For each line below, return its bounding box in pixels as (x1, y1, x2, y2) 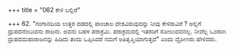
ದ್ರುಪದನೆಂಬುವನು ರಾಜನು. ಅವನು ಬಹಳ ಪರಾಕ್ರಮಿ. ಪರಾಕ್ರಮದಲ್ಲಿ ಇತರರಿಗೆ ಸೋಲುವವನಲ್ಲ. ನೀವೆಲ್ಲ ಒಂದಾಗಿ (8, 27, 226, 35)
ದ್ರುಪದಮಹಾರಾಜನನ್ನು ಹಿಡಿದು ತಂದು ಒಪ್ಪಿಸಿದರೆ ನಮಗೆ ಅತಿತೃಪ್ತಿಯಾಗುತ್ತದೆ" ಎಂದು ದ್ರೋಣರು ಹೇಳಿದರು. (8, 35, 217, 43)
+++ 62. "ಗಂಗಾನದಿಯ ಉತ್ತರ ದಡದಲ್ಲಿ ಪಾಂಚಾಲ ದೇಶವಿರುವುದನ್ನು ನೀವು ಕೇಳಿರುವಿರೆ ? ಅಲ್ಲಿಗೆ (8, 20, 202, 27)
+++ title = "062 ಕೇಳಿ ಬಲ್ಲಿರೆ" (8, 6, 80, 14)
